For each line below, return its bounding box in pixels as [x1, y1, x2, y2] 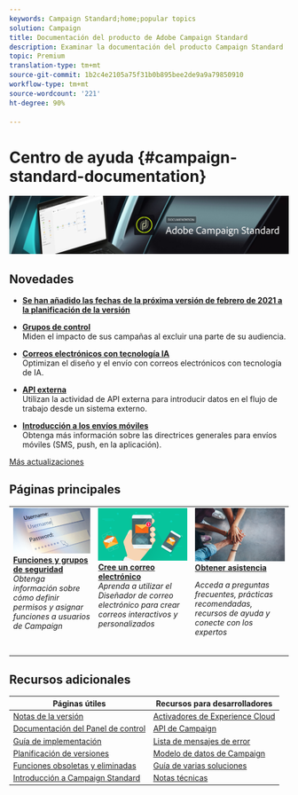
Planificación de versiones [12, 748, 109, 759]
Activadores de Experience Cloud [153, 711, 276, 721]
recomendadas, [194, 598, 253, 609]
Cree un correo [98, 562, 155, 572]
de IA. [21, 366, 44, 377]
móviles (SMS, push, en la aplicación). [21, 439, 162, 450]
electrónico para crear [98, 599, 180, 610]
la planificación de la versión [21, 304, 130, 315]
